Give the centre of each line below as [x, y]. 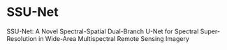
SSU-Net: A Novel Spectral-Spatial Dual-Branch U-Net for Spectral [103, 31]
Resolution [22, 38]
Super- [210, 31]
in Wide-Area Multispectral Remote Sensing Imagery [114, 38]
